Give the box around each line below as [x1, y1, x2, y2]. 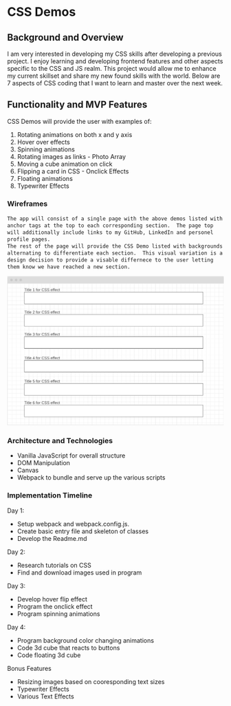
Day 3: [7, 581, 26, 590]
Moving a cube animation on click [16, 160, 113, 168]
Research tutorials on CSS [16, 561, 91, 569]
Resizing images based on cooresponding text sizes [16, 677, 165, 685]
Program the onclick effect [16, 602, 93, 610]
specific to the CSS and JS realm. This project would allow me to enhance [7, 65, 217, 72]
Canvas [16, 466, 39, 475]
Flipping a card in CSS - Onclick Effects [16, 167, 129, 175]
